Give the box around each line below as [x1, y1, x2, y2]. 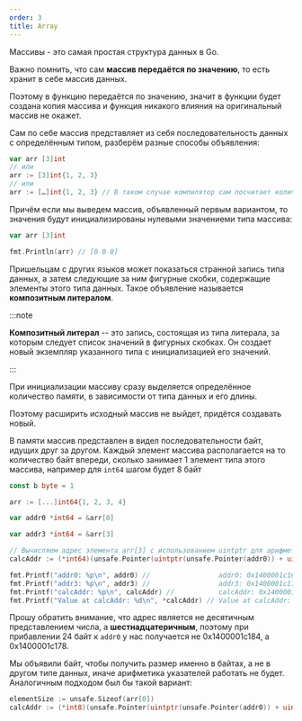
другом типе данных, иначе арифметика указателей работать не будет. [9, 668, 285, 679]
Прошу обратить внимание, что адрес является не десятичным [9, 612, 254, 623]
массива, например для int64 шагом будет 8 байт [9, 464, 202, 474]
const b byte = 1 [9, 481, 75, 491]
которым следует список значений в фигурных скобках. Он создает [9, 337, 272, 347]
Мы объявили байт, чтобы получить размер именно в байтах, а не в [9, 658, 271, 669]
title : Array [9, 22, 58, 31]
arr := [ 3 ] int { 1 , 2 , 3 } [9, 171, 99, 180]
